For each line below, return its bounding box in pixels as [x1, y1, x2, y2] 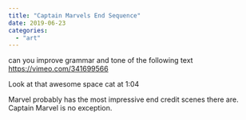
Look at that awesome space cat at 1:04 [8, 79, 140, 89]
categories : [8, 26, 48, 34]
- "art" [15, 33, 42, 42]
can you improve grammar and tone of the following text [8, 56, 193, 65]
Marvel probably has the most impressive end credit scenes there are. [8, 95, 239, 104]
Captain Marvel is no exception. [8, 103, 113, 113]
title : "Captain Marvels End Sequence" [8, 11, 141, 20]
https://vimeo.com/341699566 [8, 64, 109, 74]
